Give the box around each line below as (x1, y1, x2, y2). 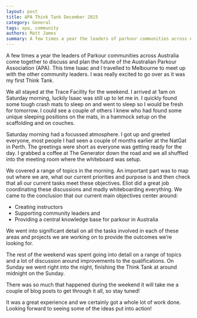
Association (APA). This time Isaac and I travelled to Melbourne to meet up (6, 65, 186, 71)
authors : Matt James (6, 31, 57, 36)
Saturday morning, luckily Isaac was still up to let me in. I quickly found (6, 94, 177, 102)
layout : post (6, 8, 38, 15)
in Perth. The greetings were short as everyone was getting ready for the (6, 143, 182, 150)
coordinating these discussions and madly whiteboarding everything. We (6, 186, 182, 192)
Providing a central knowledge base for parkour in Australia (14, 216, 158, 223)
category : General (6, 19, 51, 25)
